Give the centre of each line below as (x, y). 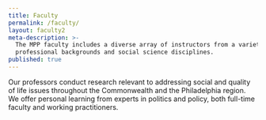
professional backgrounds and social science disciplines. (115, 52)
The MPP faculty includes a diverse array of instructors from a (125, 45)
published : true (35, 60)
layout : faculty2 (37, 30)
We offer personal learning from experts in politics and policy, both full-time (132, 99)
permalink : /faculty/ (44, 23)
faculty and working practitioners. (63, 107)
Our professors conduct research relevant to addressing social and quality (129, 82)
